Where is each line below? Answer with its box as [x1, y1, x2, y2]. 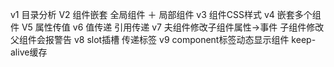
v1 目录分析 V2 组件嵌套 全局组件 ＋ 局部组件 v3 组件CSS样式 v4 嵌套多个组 [10, 9, 322, 20]
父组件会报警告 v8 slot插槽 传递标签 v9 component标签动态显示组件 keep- [10, 34, 317, 45]
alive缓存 [10, 46, 48, 58]
